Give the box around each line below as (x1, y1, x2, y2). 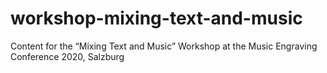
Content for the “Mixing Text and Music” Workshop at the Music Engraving (10, 40, 318, 52)
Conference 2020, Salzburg (10, 50, 125, 62)
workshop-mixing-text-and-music (10, 7, 303, 30)
